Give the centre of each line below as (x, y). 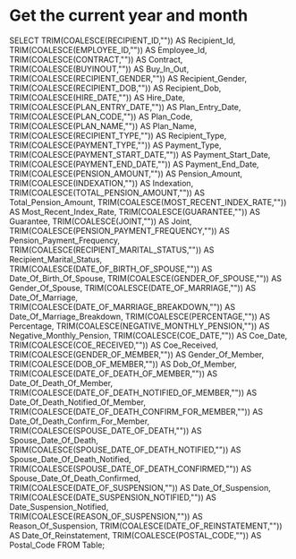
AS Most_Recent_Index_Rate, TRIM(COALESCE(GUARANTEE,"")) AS (135, 211)
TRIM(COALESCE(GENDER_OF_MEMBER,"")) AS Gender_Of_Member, (137, 354)
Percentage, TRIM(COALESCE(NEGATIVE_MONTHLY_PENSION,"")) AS (140, 326)
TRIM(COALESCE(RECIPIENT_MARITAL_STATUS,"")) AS (112, 249)
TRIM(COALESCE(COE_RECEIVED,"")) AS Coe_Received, (114, 345)
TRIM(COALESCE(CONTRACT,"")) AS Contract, (96, 59)
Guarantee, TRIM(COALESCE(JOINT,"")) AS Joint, (101, 221)
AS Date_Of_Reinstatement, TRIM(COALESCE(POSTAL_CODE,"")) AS (135, 535)
